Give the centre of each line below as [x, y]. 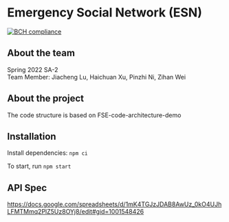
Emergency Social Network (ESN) [105, 13]
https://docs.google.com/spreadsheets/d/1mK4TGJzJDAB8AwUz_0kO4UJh [115, 204]
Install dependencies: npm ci [47, 153]
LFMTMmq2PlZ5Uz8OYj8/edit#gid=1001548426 [76, 212]
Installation [32, 136]
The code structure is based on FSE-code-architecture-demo [94, 115]
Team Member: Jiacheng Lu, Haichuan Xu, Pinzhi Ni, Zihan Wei [97, 77]
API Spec [27, 187]
